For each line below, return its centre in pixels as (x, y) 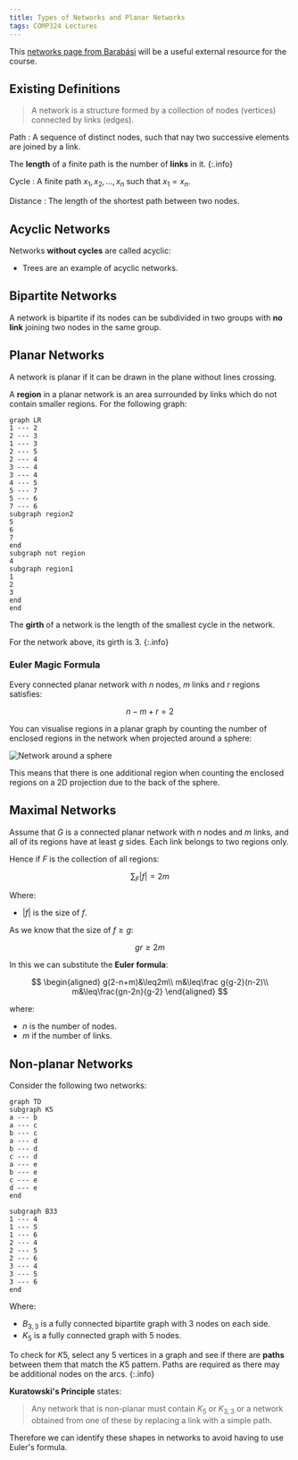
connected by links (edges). (83, 120)
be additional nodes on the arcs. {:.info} (82, 1373)
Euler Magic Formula (55, 665)
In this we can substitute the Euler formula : (89, 965)
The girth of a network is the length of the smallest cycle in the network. (142, 624)
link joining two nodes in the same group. (86, 327)
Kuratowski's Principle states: (66, 1391)
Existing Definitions (65, 89)
